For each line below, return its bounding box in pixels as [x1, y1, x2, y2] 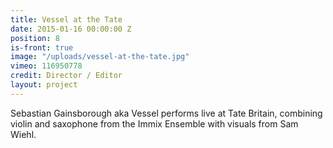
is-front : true [10, 42, 74, 53]
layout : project [10, 80, 78, 90]
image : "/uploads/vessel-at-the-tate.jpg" [10, 52, 190, 62]
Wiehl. [10, 128, 37, 140]
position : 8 [10, 33, 60, 43]
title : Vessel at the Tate [10, 14, 123, 25]
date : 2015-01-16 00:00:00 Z [10, 24, 132, 34]
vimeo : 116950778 [10, 61, 83, 71]
